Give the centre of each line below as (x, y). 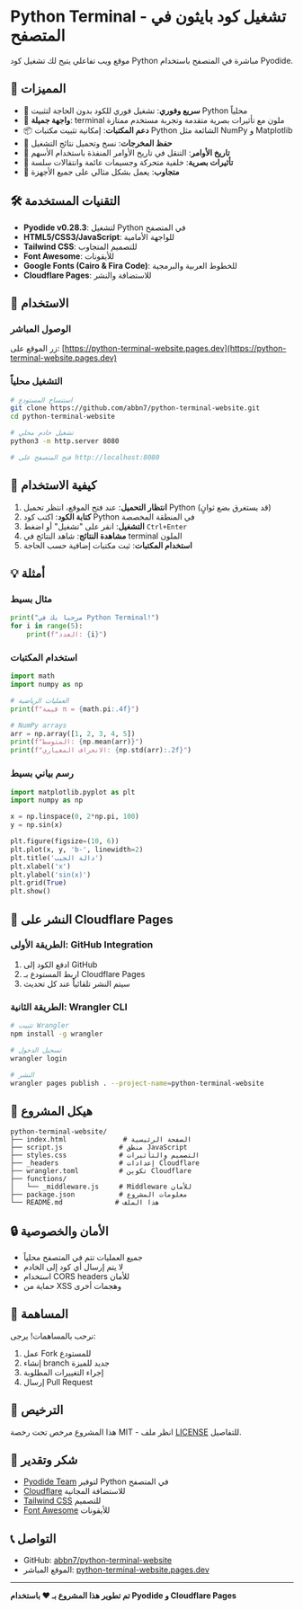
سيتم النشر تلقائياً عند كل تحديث (76, 983)
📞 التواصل (33, 1539)
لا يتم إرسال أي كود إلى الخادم (73, 1267)
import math (32, 676)
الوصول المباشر (40, 328)
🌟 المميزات (38, 89)
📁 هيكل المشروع (52, 1111)
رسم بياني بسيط (42, 773)
